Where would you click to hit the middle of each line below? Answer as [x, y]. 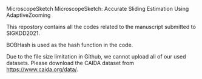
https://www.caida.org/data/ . [42, 69]
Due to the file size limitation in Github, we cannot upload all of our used [96, 56]
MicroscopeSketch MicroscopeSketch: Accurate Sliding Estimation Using [98, 9]
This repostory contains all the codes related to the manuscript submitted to [101, 27]
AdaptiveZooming [29, 15]
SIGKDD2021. [23, 33]
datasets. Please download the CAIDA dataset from [70, 63]
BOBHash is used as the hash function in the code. [70, 45]
